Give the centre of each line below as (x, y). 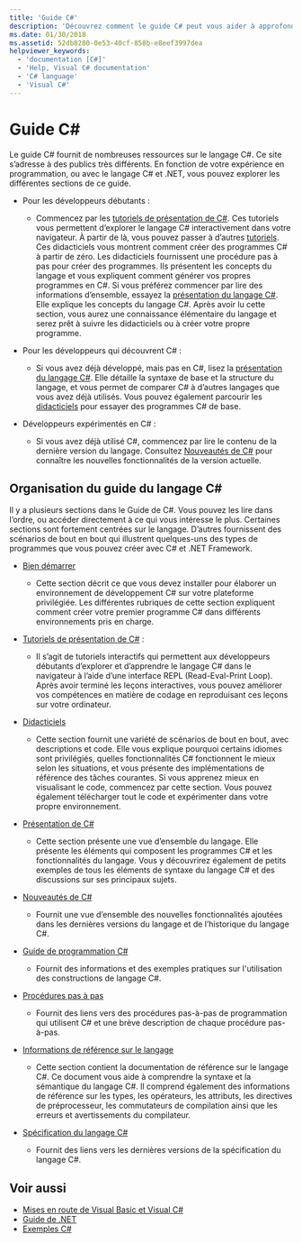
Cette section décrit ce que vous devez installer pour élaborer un (156, 583)
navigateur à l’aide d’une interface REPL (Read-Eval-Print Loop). (154, 676)
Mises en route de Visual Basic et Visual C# (103, 1210)
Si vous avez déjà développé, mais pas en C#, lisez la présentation (159, 368)
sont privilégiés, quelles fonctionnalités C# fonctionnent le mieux (155, 759)
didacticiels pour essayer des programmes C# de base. (138, 406)
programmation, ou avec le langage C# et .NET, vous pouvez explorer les (145, 173)
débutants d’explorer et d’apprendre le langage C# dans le (143, 666)
